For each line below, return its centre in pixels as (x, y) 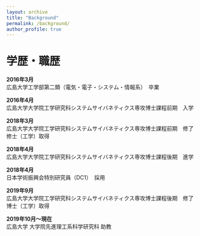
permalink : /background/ (38, 23)
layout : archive (27, 12)
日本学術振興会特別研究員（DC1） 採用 (56, 178)
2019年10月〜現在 (29, 219)
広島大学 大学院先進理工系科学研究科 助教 (59, 227)
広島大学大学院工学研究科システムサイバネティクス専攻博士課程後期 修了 (100, 198)
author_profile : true (34, 29)
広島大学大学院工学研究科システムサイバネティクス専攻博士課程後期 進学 (100, 157)
